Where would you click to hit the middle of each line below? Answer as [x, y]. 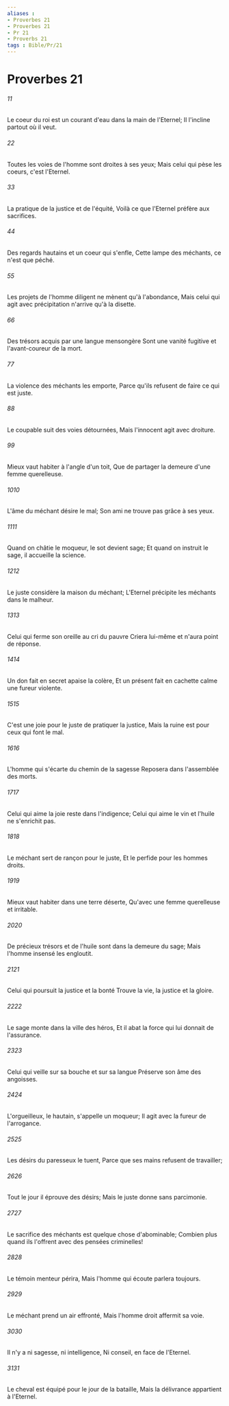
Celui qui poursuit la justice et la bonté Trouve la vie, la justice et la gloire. [110, 991]
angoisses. [22, 1079]
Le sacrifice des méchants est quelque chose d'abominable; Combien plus [112, 1234]
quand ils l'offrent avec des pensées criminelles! [75, 1241]
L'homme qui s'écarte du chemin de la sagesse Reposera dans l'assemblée [113, 769]
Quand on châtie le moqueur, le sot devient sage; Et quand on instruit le [108, 548]
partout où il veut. [32, 127]
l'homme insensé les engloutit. [50, 954]
